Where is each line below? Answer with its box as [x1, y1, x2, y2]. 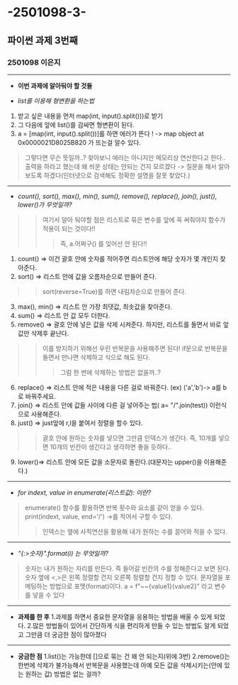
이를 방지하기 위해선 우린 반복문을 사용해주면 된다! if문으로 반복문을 [42, 344, 228, 352]
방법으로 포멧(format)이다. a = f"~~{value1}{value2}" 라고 [49, 581, 213, 590]
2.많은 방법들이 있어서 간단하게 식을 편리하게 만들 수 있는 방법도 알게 [27, 621, 216, 630]
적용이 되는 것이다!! [42, 224, 96, 233]
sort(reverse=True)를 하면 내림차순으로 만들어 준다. [42, 287, 186, 295]
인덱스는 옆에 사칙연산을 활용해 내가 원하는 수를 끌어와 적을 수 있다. [42, 527, 228, 536]
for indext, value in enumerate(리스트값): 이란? [17, 488, 151, 497]
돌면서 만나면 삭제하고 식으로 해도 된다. [42, 353, 151, 361]
